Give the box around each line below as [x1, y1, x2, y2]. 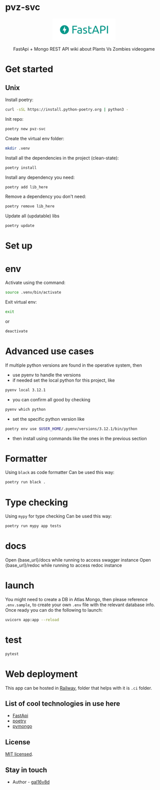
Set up [5, 240, 32, 251]
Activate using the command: [5, 280, 66, 286]
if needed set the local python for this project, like [12, 377, 115, 383]
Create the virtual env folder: [5, 135, 64, 141]
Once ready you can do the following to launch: [5, 607, 103, 613]
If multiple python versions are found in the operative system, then [5, 362, 142, 368]
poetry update [5, 223, 35, 228]
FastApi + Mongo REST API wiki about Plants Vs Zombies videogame [13, 46, 155, 52]
